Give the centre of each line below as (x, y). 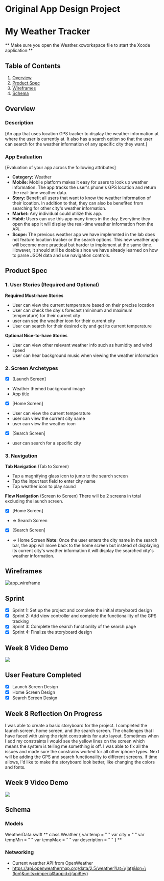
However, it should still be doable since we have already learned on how (85, 250)
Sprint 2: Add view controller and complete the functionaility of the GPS (84, 616)
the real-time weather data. (40, 192)
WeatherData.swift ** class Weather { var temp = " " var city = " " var (75, 834)
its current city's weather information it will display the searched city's (83, 550)
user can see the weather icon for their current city (64, 321)
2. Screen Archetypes (32, 368)
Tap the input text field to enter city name (54, 481)
